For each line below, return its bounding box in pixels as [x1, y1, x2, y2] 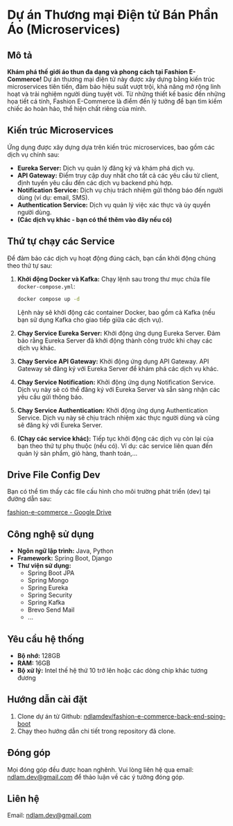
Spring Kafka [27, 599, 65, 607]
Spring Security [27, 591, 73, 599]
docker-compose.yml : [17, 282, 76, 291]
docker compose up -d [17, 295, 80, 302]
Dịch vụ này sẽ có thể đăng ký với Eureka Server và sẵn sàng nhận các [17, 385, 221, 393]
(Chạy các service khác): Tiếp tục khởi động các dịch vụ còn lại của [17, 434, 214, 442]
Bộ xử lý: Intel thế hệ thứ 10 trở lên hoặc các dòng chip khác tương [17, 666, 208, 674]
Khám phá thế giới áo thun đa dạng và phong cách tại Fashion [7, 68, 189, 76]
